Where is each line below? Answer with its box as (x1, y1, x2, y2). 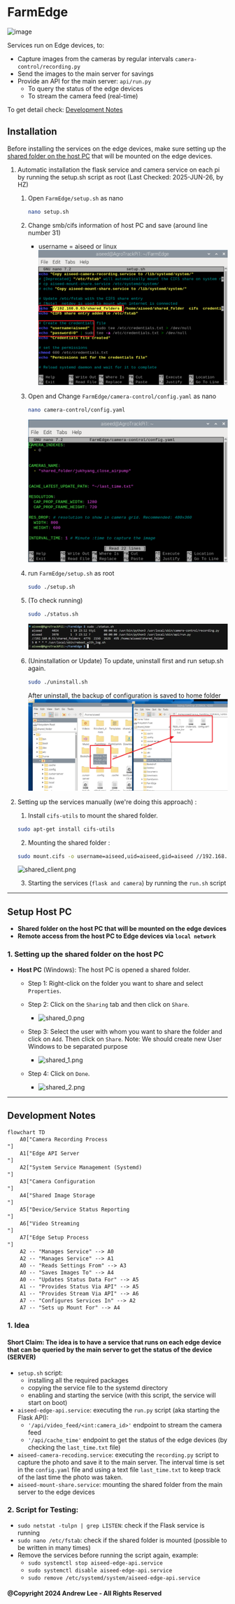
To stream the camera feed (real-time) (27, 92, 138, 100)
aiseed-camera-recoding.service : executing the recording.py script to (17, 1450, 219, 1459)
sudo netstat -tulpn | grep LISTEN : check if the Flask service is (17, 1521, 205, 1529)
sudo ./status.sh (27, 611, 79, 618)
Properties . (27, 986, 62, 995)
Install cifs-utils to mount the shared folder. (27, 811, 159, 820)
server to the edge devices (17, 1488, 96, 1496)
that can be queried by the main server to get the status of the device (7, 1345, 213, 1354)
